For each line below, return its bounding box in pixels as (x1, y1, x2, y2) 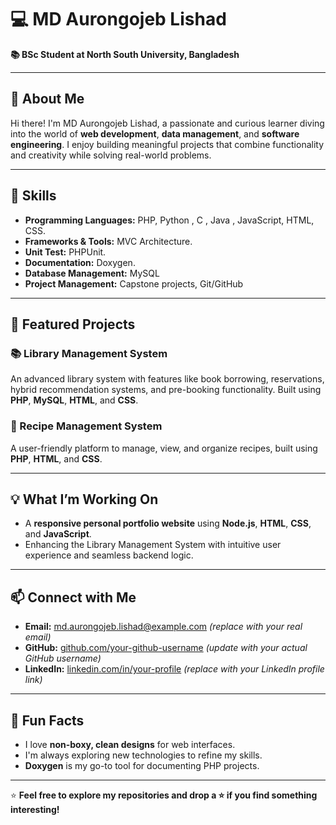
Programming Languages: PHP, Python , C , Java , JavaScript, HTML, (24, 214, 315, 226)
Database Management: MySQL (24, 267, 160, 279)
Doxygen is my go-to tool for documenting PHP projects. (24, 759, 260, 771)
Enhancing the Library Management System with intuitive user (24, 539, 282, 551)
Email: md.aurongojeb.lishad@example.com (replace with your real (24, 621, 303, 633)
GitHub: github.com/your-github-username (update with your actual (24, 642, 308, 654)
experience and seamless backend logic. (24, 549, 194, 561)
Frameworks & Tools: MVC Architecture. (24, 235, 193, 247)
